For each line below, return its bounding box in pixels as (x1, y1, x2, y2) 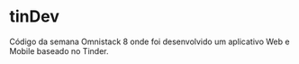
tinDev (9, 6, 60, 27)
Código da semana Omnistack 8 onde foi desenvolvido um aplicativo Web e (9, 36, 290, 47)
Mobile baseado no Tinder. (9, 45, 109, 56)
